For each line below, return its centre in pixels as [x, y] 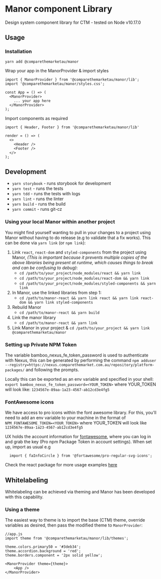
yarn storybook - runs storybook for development [61, 184]
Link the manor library [34, 317]
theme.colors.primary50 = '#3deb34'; [43, 547]
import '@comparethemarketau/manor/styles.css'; [55, 84]
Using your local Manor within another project [60, 222]
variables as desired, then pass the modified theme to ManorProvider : [74, 525]
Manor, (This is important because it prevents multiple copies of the [80, 257]
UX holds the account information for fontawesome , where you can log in [78, 437]
